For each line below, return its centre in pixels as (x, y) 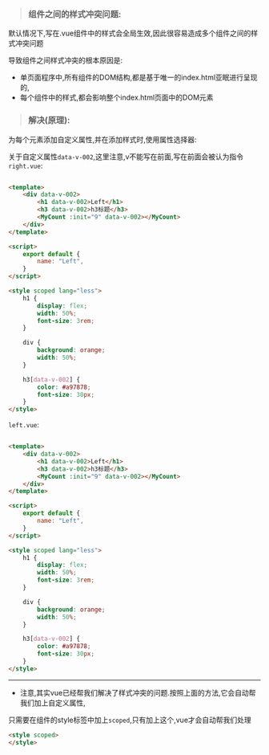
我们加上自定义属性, (52, 703)
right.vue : (26, 165)
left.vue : (24, 425)
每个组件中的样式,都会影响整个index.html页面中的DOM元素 (116, 98)
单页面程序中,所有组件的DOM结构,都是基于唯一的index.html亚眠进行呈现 (139, 78)
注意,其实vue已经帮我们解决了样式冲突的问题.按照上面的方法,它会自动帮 (138, 692)
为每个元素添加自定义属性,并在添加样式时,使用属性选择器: (103, 139)
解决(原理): (49, 120)
